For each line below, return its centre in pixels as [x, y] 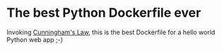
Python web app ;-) [35, 39]
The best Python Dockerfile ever [104, 13]
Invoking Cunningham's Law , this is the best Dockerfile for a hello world [111, 32]
